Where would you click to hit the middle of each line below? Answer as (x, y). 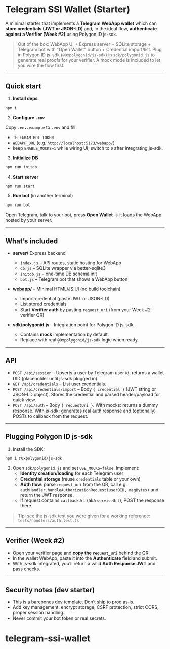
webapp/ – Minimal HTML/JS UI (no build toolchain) (67, 289)
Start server (26, 177)
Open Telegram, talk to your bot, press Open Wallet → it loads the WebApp (83, 215)
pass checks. (26, 569)
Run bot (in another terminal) (43, 196)
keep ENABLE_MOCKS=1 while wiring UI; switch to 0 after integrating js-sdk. (88, 148)
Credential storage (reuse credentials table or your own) (80, 479)
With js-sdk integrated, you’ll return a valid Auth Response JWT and (84, 564)
